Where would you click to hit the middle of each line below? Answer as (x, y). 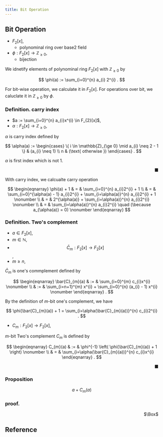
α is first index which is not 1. (34, 160)
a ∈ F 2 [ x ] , (22, 233)
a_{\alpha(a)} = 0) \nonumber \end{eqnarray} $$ (82, 209)
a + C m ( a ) (82, 390)
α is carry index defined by (32, 136)
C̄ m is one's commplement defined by (43, 271)
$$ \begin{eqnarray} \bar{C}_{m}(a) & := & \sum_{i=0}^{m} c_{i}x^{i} (82, 282)
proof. (12, 403)
